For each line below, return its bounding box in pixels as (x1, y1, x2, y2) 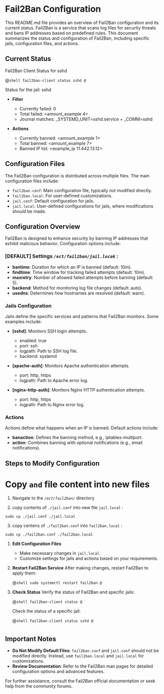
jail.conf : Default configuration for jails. (12, 198, 94, 204)
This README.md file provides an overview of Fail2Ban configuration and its (5, 20, 159, 25)
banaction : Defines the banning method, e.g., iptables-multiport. (12, 435, 143, 441)
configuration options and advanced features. (12, 669, 105, 674)
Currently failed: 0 (19, 105, 56, 111)
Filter (12, 96, 23, 102)
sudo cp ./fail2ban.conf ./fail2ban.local (5, 532, 93, 537)
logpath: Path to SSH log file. (19, 348, 78, 354)
